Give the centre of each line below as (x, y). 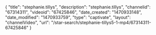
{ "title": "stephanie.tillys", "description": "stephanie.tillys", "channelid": (78, 7)
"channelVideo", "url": (28, 22)
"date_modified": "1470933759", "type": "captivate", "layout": (68, 17)
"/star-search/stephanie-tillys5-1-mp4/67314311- (101, 22)
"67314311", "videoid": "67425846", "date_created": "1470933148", (74, 12)
